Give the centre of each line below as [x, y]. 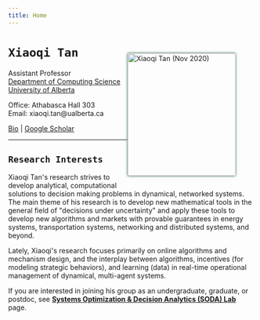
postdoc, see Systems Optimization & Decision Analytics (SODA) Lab [122, 300]
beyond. [22, 235]
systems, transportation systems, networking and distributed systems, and [128, 227]
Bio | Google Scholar [41, 128]
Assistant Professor [40, 73]
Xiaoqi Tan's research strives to [59, 177]
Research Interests [56, 159]
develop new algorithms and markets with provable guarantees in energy [126, 219]
